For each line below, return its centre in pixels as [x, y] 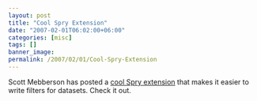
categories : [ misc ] [40, 37]
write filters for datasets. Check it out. [70, 90]
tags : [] [23, 45]
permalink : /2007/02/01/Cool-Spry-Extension [83, 60]
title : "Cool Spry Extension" [58, 23]
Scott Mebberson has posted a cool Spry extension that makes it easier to [128, 82]
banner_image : [32, 52]
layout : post [30, 15]
